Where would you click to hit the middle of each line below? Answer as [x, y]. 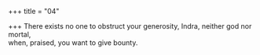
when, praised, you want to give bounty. [73, 43]
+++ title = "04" [34, 11]
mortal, [20, 34]
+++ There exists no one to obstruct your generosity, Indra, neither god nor [130, 26]
